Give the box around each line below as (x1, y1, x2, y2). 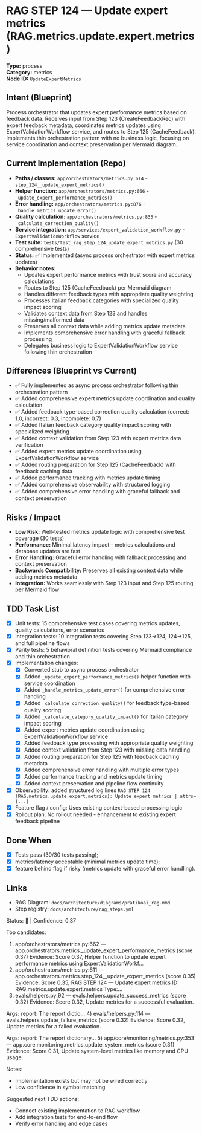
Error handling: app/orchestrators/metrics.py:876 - (14, 200, 146, 207)
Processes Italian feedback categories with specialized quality (24, 297, 179, 304)
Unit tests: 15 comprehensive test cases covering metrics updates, (14, 620, 181, 626)
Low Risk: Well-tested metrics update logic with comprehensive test (14, 528, 185, 536)
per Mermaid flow (14, 586, 60, 593)
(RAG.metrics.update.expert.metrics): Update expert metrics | (14, 793, 178, 800)
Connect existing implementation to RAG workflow (14, 1107, 140, 1114)
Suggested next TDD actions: (6, 1096, 80, 1102)
